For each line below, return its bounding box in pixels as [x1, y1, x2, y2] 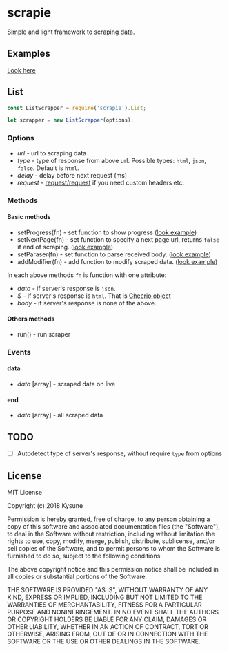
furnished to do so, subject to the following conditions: [7, 551, 162, 560]
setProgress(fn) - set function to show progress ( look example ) [17, 228, 197, 236]
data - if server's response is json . [17, 284, 116, 292]
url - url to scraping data [17, 149, 87, 157]
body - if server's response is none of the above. [17, 299, 157, 307]
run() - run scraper [17, 330, 71, 338]
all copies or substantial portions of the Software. [7, 572, 147, 581]
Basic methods [7, 213, 51, 221]
